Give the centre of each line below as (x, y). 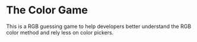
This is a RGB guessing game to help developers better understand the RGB (99, 26)
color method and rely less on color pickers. (60, 32)
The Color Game (47, 10)
